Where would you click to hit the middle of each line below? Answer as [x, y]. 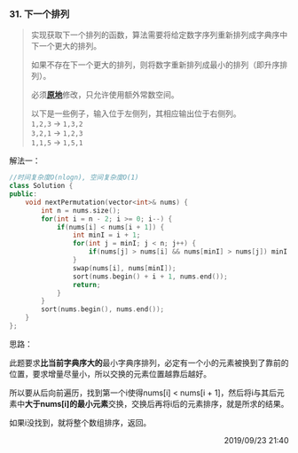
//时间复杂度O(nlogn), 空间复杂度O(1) [74, 178]
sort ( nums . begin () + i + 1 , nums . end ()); [150, 277]
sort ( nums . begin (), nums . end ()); [103, 309]
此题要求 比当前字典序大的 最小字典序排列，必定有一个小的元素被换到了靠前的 [149, 363]
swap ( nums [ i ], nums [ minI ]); [124, 268]
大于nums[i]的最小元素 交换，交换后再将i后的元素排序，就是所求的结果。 [157, 403]
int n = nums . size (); [81, 210]
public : [24, 194]
